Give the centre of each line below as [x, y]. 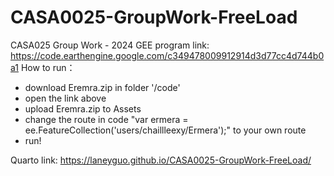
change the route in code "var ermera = [106, 119]
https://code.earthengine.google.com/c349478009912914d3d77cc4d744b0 [167, 55]
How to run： [48, 67]
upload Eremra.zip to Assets [83, 108]
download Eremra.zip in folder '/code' [102, 87]
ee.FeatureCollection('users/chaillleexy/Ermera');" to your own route [165, 130]
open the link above [65, 98]
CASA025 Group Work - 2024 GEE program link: [110, 45]
